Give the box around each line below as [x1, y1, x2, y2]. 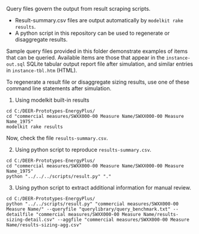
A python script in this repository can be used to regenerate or [14, 29, 170, 37]
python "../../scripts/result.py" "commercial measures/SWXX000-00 [6, 201, 179, 207]
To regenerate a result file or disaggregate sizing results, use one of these [6, 78, 189, 85]
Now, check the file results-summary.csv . [6, 135, 108, 141]
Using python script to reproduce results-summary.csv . [14, 146, 152, 153]
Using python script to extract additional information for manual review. [14, 184, 191, 191]
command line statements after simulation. [6, 85, 112, 92]
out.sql [6, 61, 26, 67]
